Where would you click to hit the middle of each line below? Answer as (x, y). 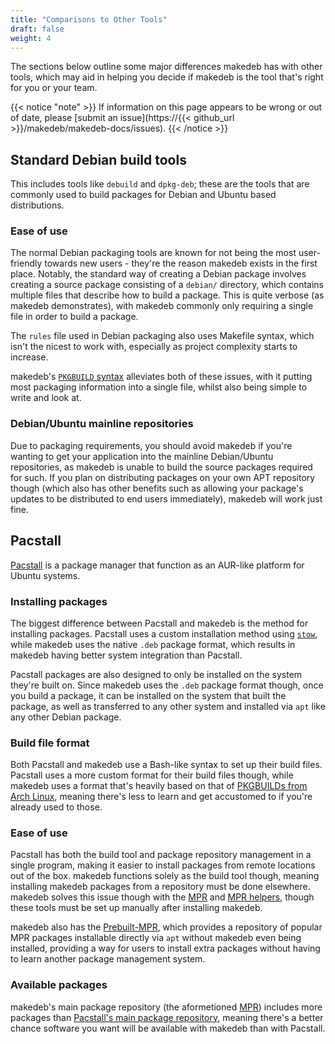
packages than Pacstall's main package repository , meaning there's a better (167, 1017)
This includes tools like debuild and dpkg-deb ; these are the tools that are (160, 184)
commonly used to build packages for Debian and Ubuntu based (143, 195)
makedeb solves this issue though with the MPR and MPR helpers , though (162, 897)
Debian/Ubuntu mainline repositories (102, 424)
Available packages (59, 985)
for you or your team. (54, 88)
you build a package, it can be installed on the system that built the (148, 695)
